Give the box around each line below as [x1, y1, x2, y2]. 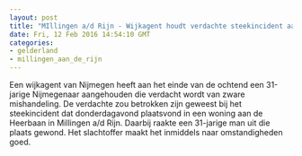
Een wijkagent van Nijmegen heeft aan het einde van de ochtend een [9, 80, 265, 90]
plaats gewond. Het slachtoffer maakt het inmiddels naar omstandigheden [9, 127, 283, 137]
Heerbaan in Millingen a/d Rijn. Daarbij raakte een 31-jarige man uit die [9, 117, 271, 128]
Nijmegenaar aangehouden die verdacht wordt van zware [31, 89, 245, 100]
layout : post [9, 13, 58, 22]
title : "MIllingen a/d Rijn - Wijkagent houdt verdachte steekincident [9, 22, 283, 30]
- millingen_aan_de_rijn [9, 55, 102, 64]
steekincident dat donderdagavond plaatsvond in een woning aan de [9, 108, 263, 118]
